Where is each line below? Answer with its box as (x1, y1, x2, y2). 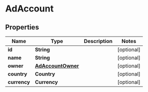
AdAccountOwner (35, 62, 79, 69)
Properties (5, 23, 39, 31)
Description (84, 38, 113, 44)
